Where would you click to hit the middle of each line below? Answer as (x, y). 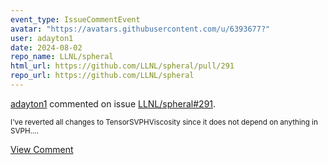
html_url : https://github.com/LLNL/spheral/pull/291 (122, 66)
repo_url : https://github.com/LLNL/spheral (102, 76)
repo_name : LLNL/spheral (62, 57)
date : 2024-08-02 (46, 47)
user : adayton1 (42, 38)
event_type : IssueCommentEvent (75, 19)
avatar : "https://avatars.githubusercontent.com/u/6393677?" (140, 29)
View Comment (42, 149)
